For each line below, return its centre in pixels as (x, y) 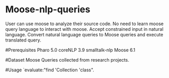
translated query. (23, 40)
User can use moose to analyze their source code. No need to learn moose (84, 24)
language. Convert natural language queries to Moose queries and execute (84, 34)
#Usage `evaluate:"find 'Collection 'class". (50, 70)
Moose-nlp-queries (48, 9)
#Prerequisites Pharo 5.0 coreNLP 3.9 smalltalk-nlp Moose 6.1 (70, 50)
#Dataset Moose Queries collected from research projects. (67, 60)
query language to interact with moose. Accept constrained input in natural (84, 29)
